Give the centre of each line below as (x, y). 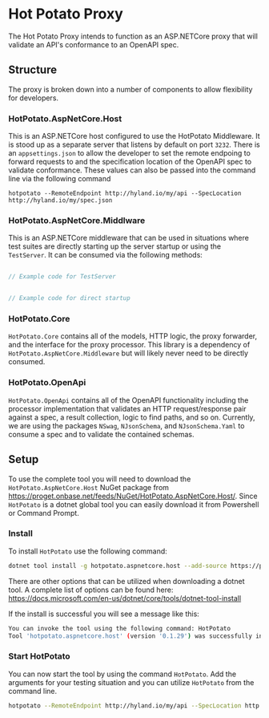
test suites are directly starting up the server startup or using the (115, 246)
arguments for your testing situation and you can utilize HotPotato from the (131, 682)
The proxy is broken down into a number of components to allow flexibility (130, 89)
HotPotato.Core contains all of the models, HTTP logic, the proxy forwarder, (133, 336)
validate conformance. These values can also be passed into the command (132, 170)
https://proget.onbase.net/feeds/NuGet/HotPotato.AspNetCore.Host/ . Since (133, 496)
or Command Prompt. (44, 513)
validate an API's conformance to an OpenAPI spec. (94, 44)
